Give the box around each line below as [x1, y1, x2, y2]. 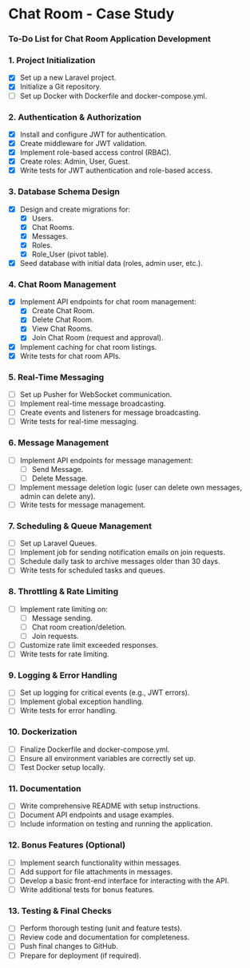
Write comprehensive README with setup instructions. [19, 801, 201, 811]
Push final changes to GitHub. [19, 942, 118, 951]
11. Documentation [8, 783, 81, 794]
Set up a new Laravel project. [19, 73, 117, 82]
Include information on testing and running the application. [19, 819, 213, 829]
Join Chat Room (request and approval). [31, 333, 164, 343]
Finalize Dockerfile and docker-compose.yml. [19, 744, 170, 754]
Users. [31, 213, 54, 223]
